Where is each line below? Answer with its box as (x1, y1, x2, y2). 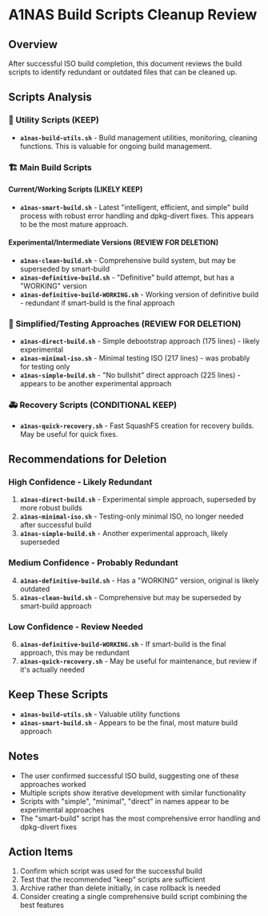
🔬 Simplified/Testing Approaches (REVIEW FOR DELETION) (8, 318, 242, 329)
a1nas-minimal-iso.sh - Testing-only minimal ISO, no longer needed (19, 511, 244, 522)
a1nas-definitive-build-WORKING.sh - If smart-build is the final (19, 639, 226, 648)
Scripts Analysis (8, 91, 92, 104)
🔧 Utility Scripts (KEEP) (8, 115, 100, 126)
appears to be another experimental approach (19, 379, 172, 389)
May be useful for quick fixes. (19, 429, 118, 438)
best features (19, 900, 64, 910)
